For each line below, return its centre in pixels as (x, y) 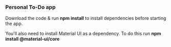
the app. (14, 24)
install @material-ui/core (32, 39)
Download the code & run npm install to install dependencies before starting (86, 18)
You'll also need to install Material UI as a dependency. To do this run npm (83, 34)
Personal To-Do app (31, 7)
